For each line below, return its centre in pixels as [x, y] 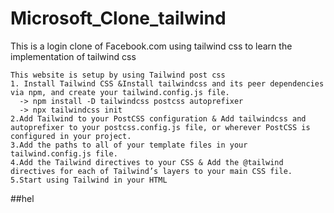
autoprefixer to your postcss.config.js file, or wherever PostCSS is [160, 127]
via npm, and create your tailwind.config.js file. [120, 92]
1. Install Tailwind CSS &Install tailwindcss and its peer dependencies [167, 83]
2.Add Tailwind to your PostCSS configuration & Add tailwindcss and [158, 118]
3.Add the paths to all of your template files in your [129, 145]
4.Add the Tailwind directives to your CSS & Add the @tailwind [147, 162]
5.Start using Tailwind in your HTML [89, 180]
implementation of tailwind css [73, 56]
